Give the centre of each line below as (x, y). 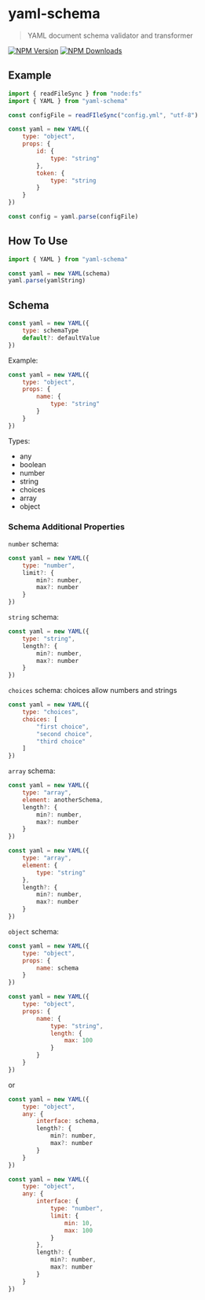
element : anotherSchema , (63, 800)
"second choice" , (64, 734)
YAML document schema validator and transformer (110, 35)
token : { (51, 173)
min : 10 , (78, 1223)
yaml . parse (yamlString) (47, 281)
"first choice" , (63, 727)
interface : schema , (68, 1121)
